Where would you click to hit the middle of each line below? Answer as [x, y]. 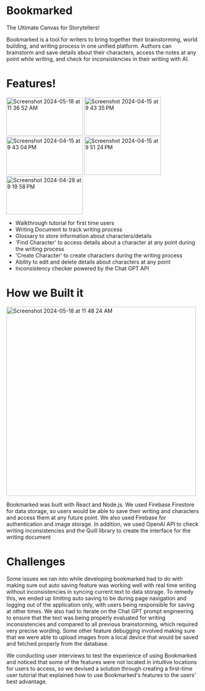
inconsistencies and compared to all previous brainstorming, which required [102, 624]
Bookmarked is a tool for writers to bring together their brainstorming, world [102, 39]
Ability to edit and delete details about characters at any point [93, 262]
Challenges [36, 562]
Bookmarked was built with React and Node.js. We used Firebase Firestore [100, 504]
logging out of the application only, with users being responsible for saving [100, 604]
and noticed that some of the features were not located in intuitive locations [102, 662]
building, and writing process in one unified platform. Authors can [89, 46]
